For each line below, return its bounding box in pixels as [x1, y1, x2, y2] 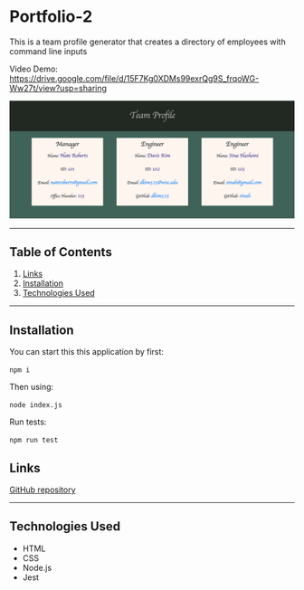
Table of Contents [9, 244, 113, 260]
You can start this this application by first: [9, 347, 165, 357]
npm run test [9, 436, 59, 445]
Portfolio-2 [9, 6, 93, 27]
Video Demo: [9, 63, 59, 74]
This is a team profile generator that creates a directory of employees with [9, 36, 287, 47]
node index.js [9, 401, 63, 410]
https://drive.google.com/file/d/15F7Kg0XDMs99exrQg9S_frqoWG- [9, 72, 260, 83]
